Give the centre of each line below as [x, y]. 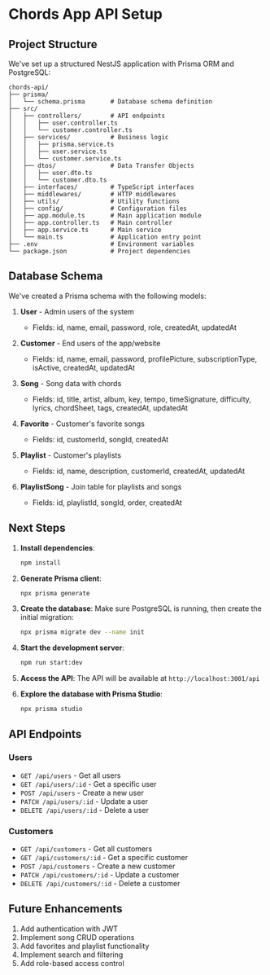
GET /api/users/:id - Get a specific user [88, 784]
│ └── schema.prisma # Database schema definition [111, 102]
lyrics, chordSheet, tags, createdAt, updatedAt [110, 407]
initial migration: [47, 617]
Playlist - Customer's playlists [71, 455]
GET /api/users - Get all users [70, 775]
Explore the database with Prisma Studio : [91, 694]
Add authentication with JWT [69, 929]
